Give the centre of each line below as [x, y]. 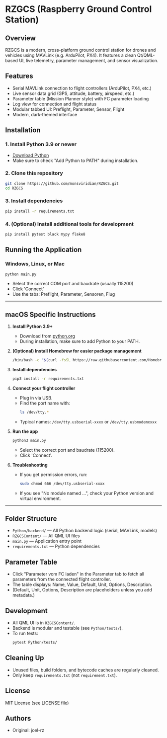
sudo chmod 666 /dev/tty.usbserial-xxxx [62, 484]
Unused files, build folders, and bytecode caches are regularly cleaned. [85, 670]
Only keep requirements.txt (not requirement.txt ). [65, 675]
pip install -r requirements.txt [40, 211]
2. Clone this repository [34, 173]
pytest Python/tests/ [35, 643]
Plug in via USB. [36, 398]
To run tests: [25, 633]
